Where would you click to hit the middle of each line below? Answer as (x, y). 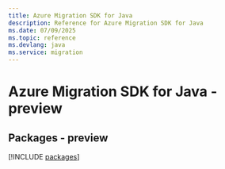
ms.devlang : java (37, 45)
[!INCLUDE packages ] (44, 157)
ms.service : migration (46, 52)
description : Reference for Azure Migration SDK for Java (106, 23)
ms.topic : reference (42, 38)
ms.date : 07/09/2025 (42, 30)
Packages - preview (58, 138)
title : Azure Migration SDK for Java (71, 15)
